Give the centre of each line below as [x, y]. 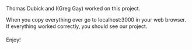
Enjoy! [14, 40]
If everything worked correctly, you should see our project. [77, 26]
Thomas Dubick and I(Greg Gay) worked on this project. [73, 8]
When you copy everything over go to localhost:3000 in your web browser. [96, 20]
